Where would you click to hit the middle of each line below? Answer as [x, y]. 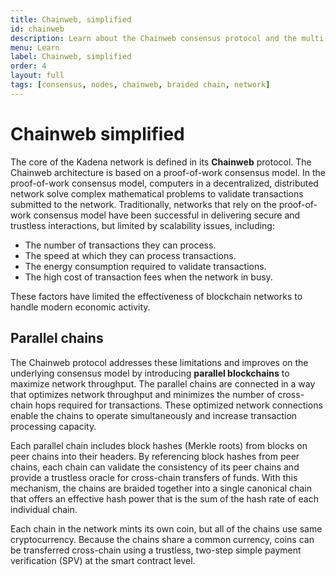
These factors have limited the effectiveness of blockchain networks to [156, 296]
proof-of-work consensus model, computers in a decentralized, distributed [164, 183]
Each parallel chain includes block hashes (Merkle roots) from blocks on [159, 445]
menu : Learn [35, 47]
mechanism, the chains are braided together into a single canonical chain [161, 488]
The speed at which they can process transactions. [130, 255]
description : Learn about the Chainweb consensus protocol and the [154, 38]
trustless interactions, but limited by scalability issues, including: [142, 225]
